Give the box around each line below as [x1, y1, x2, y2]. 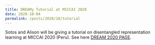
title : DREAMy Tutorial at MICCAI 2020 [5, 7, 87, 12]
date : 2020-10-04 [5, 12, 41, 16]
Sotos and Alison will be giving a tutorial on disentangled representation [5, 30, 151, 35]
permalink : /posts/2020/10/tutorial [5, 16, 80, 21]
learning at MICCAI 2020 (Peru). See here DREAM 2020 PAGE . [5, 34, 132, 40]
